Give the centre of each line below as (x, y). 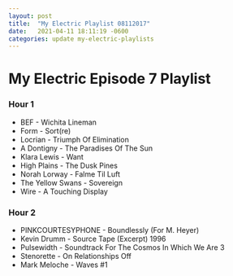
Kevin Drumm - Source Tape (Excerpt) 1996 (93, 239)
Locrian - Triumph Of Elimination (75, 139)
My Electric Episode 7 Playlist (110, 79)
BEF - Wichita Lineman (58, 122)
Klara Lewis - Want (52, 156)
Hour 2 (22, 212)
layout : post (30, 16)
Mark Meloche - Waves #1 (64, 265)
